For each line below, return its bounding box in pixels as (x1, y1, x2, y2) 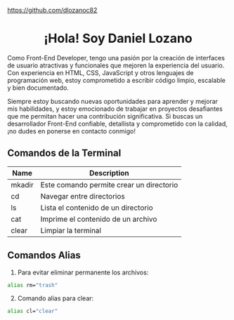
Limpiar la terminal (40, 225, 102, 235)
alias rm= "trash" (7, 281, 58, 288)
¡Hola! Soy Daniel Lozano (44, 31, 193, 46)
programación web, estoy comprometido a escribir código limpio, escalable (7, 76, 226, 84)
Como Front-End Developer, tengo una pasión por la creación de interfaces (7, 53, 225, 62)
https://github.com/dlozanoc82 (7, 6, 98, 14)
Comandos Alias (7, 249, 81, 262)
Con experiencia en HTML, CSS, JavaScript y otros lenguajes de (7, 68, 194, 76)
